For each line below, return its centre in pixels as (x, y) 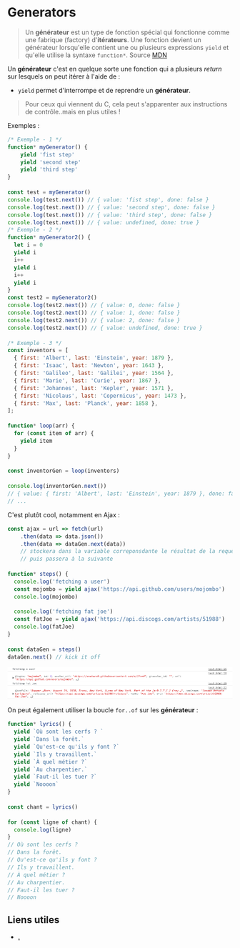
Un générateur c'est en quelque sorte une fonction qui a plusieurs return (115, 69)
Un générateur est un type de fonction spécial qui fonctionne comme (127, 32)
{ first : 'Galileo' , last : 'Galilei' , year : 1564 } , (94, 373)
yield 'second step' (51, 162)
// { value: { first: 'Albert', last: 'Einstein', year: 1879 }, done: (116, 494)
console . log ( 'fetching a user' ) (62, 582)
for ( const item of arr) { (54, 434)
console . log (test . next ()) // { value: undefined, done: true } (104, 222)
